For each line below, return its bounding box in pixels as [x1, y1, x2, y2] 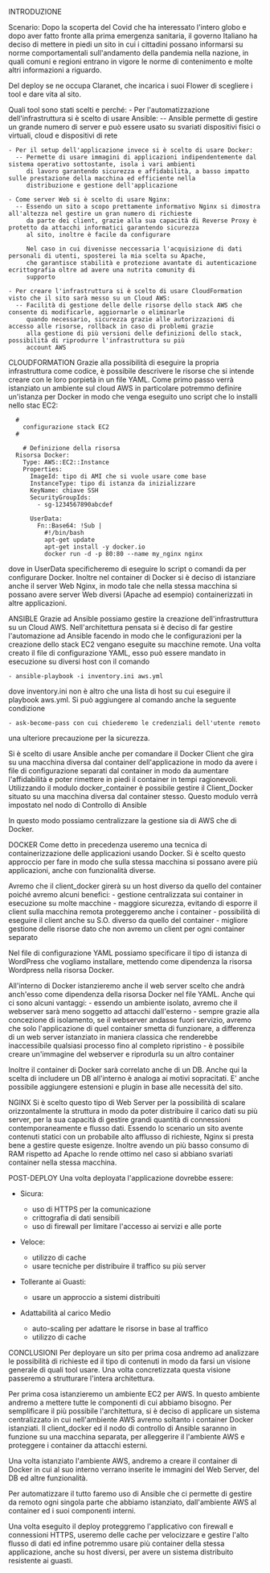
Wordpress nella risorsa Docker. [8, 966, 115, 975]
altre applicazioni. [8, 598, 67, 607]
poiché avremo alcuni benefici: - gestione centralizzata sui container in [8, 890, 243, 899]
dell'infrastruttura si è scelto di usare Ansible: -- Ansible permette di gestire [8, 114, 259, 123]
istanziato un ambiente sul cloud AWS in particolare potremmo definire [8, 383, 243, 393]
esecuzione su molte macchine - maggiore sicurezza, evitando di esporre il [8, 898, 258, 908]
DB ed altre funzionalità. [8, 1473, 88, 1483]
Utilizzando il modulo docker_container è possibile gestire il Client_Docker [8, 783, 253, 793]
